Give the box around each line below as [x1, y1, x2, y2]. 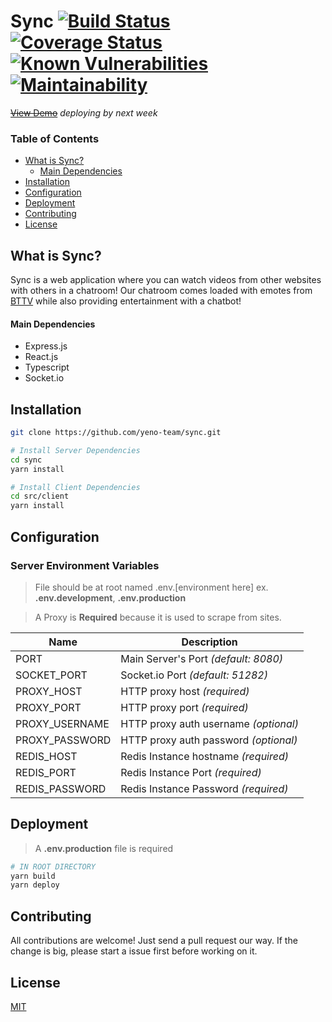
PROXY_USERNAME [15, 716, 110, 730]
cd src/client [10, 491, 70, 502]
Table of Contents [10, 131, 100, 145]
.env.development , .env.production [34, 591, 187, 604]
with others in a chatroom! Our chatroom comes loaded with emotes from [10, 285, 313, 297]
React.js [24, 351, 59, 363]
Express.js [24, 340, 68, 352]
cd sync [10, 455, 43, 465]
